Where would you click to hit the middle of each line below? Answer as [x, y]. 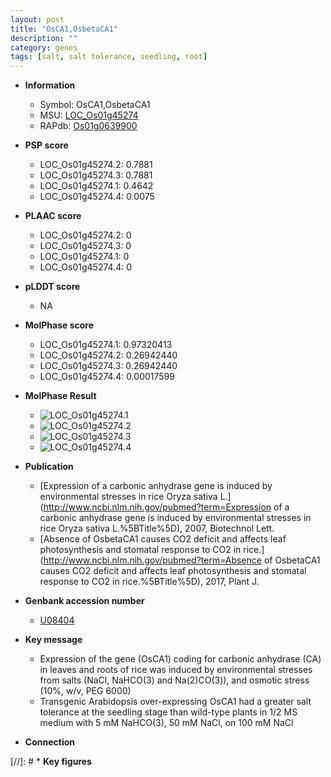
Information [50, 85]
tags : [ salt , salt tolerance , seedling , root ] [109, 57]
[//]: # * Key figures [51, 762]
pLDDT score [52, 287]
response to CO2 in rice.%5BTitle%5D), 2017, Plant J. [149, 582]
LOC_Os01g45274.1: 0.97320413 [106, 345]
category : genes [44, 47]
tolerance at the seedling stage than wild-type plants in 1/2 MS [168, 712]
